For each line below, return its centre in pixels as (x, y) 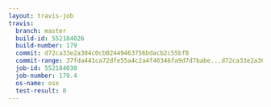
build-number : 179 (47, 46)
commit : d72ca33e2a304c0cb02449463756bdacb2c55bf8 (102, 53)
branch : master (41, 31)
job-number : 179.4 (47, 76)
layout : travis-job (41, 16)
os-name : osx (38, 83)
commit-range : (39, 61)
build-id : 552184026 (50, 38)
